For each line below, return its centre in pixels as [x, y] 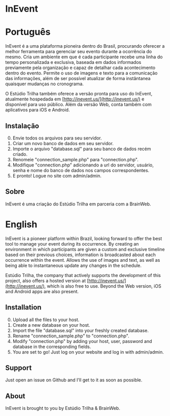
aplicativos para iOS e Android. [38, 110]
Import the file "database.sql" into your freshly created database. [80, 330]
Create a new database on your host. [51, 325]
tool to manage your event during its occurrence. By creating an [72, 244]
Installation [23, 307]
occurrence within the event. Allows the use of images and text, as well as [83, 260]
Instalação [22, 126]
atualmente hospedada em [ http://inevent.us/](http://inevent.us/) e [75, 99]
